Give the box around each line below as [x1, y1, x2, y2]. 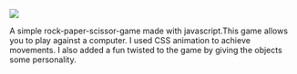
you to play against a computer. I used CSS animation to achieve [9, 35, 251, 45]
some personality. [9, 54, 77, 65]
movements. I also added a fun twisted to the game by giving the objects [9, 45, 282, 55]
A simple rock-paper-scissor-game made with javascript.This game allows [9, 25, 289, 36]
